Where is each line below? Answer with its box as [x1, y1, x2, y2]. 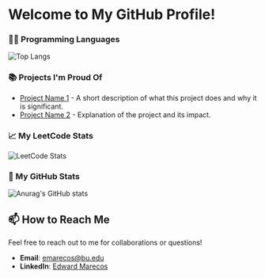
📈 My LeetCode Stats [8, 130, 93, 141]
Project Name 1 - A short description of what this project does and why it [19, 93, 257, 102]
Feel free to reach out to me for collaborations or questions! [8, 238, 203, 247]
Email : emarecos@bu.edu [19, 253, 104, 263]
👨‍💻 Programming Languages [8, 34, 120, 45]
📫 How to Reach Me [8, 212, 110, 227]
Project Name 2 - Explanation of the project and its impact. [19, 109, 211, 120]
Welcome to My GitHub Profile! [8, 6, 216, 24]
